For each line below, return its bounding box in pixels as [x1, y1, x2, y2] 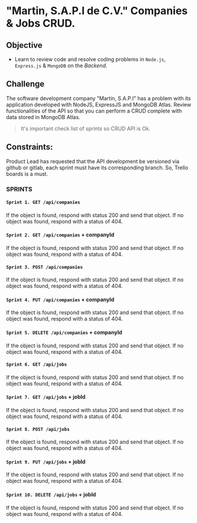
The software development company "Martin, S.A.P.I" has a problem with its [6, 94, 191, 101]
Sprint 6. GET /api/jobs [6, 361, 67, 368]
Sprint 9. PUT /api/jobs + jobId [6, 458, 86, 465]
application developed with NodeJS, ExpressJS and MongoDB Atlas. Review [6, 101, 192, 108]
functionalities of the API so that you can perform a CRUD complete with [6, 107, 182, 114]
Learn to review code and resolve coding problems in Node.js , [14, 56, 166, 63]
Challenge [6, 79, 45, 89]
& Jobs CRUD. [6, 17, 75, 30]
